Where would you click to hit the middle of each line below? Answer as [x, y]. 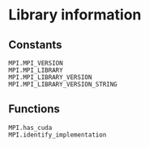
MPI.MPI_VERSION [36, 63]
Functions [34, 109]
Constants [35, 45]
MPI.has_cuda [30, 128]
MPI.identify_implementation [57, 135]
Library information [75, 15]
